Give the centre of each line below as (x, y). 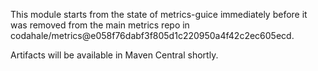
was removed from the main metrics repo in (100, 25)
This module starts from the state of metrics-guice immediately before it (159, 14)
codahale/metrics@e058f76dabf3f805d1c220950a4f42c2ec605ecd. (152, 35)
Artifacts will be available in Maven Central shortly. (114, 55)
